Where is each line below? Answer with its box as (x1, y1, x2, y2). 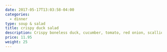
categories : (5, 12, 30, 17)
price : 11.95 (5, 35, 32, 40)
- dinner (9, 16, 28, 21)
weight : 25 (5, 40, 28, 45)
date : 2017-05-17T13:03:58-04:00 (5, 7, 75, 12)
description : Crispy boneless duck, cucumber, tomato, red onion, (5, 30, 146, 35)
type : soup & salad (5, 21, 46, 26)
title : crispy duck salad (5, 26, 59, 31)
